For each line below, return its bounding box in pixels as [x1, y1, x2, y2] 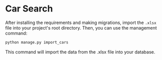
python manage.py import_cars [5, 39, 69, 45]
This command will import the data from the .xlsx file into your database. [5, 48, 155, 55]
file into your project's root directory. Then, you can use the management [5, 24, 157, 30]
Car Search [5, 3, 53, 14]
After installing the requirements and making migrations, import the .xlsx [5, 19, 157, 25]
